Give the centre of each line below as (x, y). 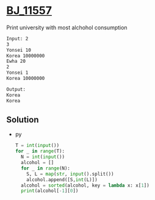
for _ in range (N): (46, 168)
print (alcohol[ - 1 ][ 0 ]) (50, 191)
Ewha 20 (16, 62)
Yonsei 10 (19, 50)
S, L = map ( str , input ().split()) (70, 174)
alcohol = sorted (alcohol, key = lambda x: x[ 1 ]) (85, 185)
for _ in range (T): (40, 151)
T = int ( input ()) (37, 146)
